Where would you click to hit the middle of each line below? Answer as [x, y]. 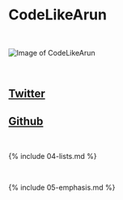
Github [26, 121]
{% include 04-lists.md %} [53, 156]
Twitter [27, 94]
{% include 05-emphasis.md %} [62, 188]
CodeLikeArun [58, 15]
